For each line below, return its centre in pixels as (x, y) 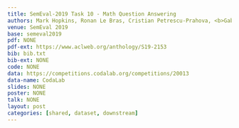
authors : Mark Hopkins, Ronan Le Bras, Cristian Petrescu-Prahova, (110, 21)
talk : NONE (23, 100)
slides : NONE (27, 87)
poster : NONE (27, 93)
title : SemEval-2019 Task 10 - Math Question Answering (92, 14)
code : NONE (23, 67)
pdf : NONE (22, 41)
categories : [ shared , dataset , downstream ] (73, 113)
